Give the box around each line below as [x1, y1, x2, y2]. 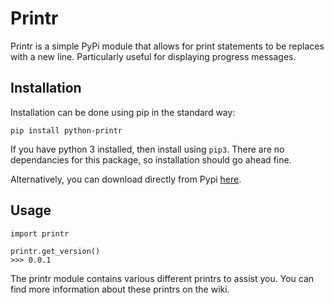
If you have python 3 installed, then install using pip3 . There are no [10, 143, 285, 155]
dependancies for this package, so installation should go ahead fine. [10, 153, 292, 166]
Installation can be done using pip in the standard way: [10, 106, 236, 118]
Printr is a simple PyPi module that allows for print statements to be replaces [10, 40, 325, 52]
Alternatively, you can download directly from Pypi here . [10, 173, 242, 185]
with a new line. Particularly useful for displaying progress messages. [10, 50, 297, 62]
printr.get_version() [10, 246, 101, 256]
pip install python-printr [10, 125, 123, 136]
